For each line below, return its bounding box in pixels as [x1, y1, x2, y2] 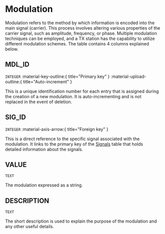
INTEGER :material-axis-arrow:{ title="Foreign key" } [5, 126, 108, 132]
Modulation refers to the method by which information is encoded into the [5, 20, 155, 26]
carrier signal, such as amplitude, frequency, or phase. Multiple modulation [5, 30, 158, 36]
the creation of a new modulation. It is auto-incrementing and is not [5, 93, 142, 99]
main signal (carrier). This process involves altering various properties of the [5, 25, 161, 31]
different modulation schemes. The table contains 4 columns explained [5, 40, 149, 46]
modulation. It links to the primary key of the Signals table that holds [5, 141, 143, 147]
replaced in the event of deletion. [5, 99, 72, 105]
